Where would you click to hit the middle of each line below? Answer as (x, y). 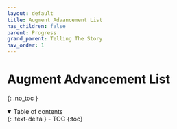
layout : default (30, 13)
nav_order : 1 (26, 45)
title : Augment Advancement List (55, 20)
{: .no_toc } (23, 98)
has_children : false (37, 26)
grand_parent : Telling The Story (55, 39)
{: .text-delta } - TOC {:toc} (45, 119)
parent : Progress (32, 33)
